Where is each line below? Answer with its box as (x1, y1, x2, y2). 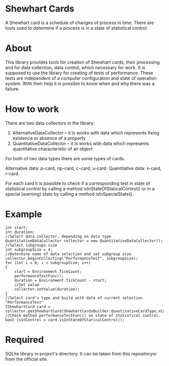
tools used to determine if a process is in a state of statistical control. (5, 25, 148, 31)
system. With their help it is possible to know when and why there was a (5, 80, 155, 86)
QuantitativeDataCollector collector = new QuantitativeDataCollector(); (5, 238, 163, 243)
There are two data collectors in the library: (5, 120, 95, 126)
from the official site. (5, 356, 48, 362)
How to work (5, 103, 59, 115)
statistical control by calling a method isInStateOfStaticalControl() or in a (5, 185, 155, 191)
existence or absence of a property (12, 135, 86, 141)
